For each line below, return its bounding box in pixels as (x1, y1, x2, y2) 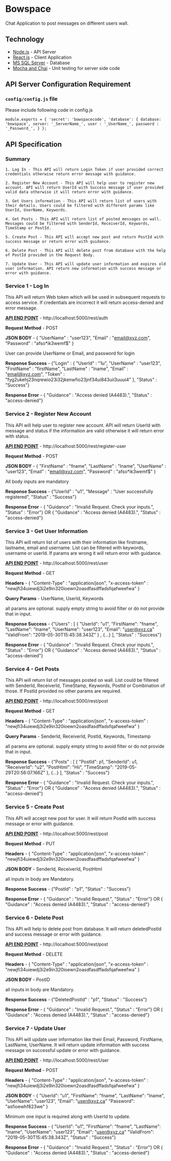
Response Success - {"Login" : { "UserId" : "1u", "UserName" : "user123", (5, 360, 161, 367)
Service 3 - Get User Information (5, 528, 88, 535)
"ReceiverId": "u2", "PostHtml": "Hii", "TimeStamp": (5, 764, 114, 770)
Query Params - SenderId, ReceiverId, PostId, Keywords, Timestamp (5, 733, 151, 739)
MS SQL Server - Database (12, 60, 70, 66)
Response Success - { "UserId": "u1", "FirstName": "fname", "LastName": (5, 1123, 161, 1130)
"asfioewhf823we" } (5, 1103, 48, 1110)
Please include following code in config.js (5, 107, 93, 113)
